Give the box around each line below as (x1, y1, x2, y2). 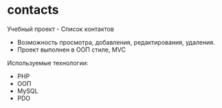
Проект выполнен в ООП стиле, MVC (16, 45, 126, 54)
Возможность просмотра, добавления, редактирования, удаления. (16, 38, 215, 46)
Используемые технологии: (7, 58, 89, 67)
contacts (7, 2, 59, 18)
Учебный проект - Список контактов (7, 25, 115, 33)
